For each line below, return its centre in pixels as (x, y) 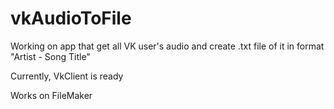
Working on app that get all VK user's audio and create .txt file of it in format (167, 46)
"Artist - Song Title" (50, 56)
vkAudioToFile (71, 18)
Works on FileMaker (51, 95)
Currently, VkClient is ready (67, 76)
